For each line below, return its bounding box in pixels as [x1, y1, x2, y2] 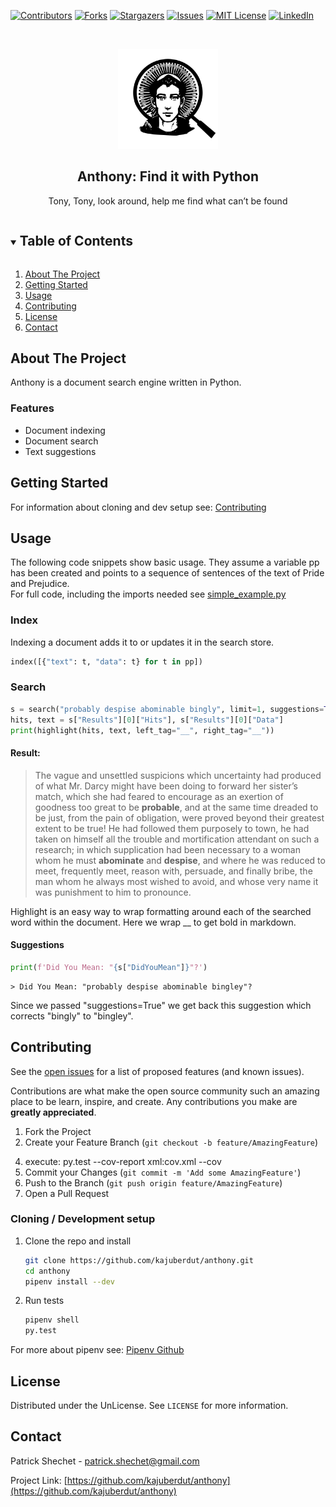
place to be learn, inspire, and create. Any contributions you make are [10, 1095, 298, 1107]
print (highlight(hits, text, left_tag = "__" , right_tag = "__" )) [10, 725, 275, 735]
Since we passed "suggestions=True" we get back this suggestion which [10, 999, 312, 1011]
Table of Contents [19, 233, 133, 250]
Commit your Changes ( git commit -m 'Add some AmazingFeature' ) [24, 1166, 302, 1178]
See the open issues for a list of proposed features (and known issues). [10, 1065, 305, 1077]
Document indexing [24, 424, 106, 436]
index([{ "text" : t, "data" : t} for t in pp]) [10, 656, 203, 667]
